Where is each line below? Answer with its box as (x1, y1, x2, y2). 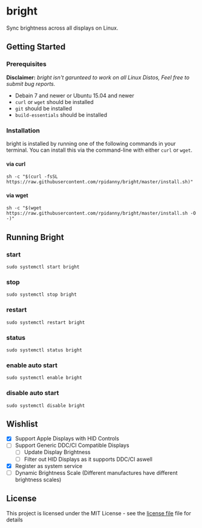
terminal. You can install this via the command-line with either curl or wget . (6, 146, 192, 154)
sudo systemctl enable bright (6, 375, 83, 381)
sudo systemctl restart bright (6, 319, 85, 325)
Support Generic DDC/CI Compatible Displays (15, 442, 130, 449)
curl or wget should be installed (15, 98, 94, 105)
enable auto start (6, 361, 57, 370)
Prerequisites (6, 60, 47, 68)
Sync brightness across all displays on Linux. (6, 24, 119, 31)
